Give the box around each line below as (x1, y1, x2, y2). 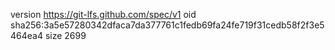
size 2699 (44, 30, 87, 41)
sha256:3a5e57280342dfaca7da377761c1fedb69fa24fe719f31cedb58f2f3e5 (10, 19, 325, 31)
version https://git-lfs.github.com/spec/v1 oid (10, 9, 197, 20)
